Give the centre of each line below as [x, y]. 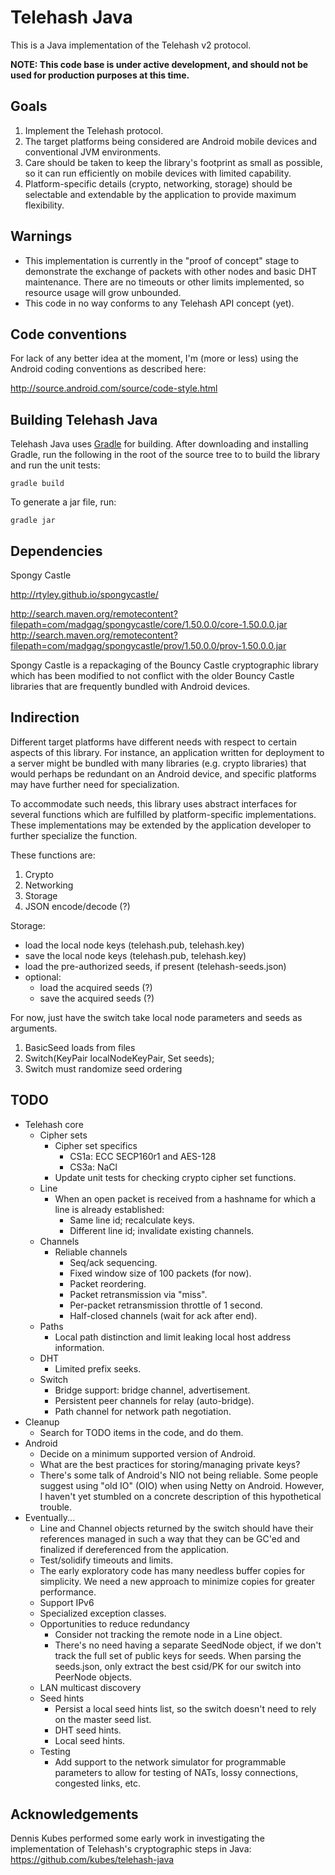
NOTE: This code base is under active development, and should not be [159, 64]
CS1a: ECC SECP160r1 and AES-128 [143, 1156]
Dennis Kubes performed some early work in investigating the [137, 1838]
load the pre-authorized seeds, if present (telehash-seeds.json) [155, 966]
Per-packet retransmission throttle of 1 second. [166, 1305]
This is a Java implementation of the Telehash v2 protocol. [131, 45]
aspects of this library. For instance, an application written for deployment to [167, 752]
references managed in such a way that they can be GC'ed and [170, 1538]
